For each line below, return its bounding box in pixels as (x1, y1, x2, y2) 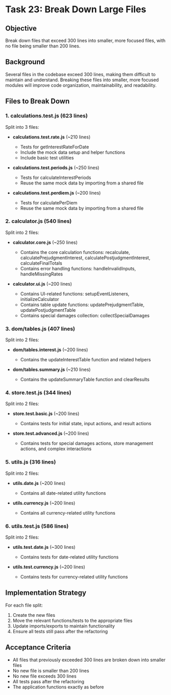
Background (5, 58, 45, 66)
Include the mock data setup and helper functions (20, 149, 126, 155)
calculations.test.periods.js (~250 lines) (12, 165, 100, 171)
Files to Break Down (5, 97, 70, 106)
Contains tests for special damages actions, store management (20, 441, 153, 447)
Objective (5, 24, 37, 33)
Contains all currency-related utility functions (20, 509, 116, 516)
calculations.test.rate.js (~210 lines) (12, 134, 91, 140)
